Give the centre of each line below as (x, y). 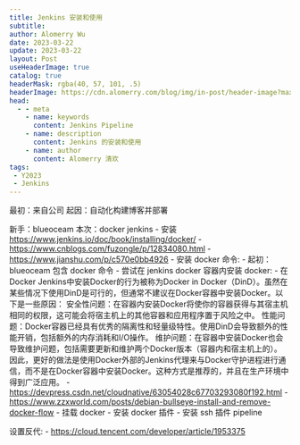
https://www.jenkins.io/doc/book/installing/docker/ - (106, 239)
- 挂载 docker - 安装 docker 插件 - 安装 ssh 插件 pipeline (159, 413)
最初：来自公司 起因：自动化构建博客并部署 (88, 210)
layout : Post (33, 59)
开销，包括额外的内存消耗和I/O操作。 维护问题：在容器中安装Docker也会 (150, 338)
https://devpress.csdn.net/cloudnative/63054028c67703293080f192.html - (149, 392)
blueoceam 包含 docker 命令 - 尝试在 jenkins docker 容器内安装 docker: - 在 (149, 271)
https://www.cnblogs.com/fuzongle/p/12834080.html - (110, 249)
